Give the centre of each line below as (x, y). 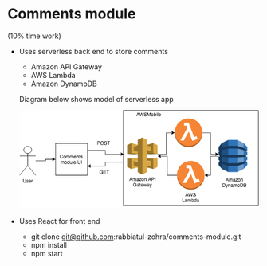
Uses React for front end (59, 221)
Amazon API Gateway (67, 66)
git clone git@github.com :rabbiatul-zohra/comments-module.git (136, 237)
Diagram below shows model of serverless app (96, 99)
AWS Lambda (53, 75)
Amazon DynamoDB (64, 84)
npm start (47, 254)
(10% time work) (34, 36)
